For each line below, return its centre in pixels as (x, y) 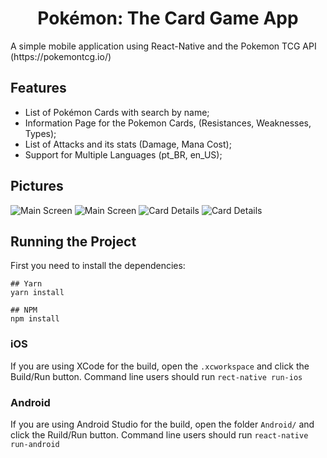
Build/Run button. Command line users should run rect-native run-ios (156, 376)
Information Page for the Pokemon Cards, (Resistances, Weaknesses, (168, 123)
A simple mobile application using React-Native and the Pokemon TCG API (163, 46)
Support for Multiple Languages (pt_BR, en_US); (123, 154)
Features (38, 88)
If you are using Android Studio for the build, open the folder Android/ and (162, 424)
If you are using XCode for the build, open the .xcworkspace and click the (160, 366)
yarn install (37, 293)
